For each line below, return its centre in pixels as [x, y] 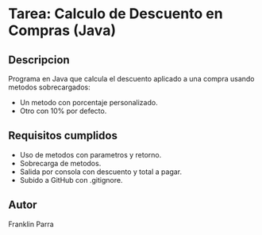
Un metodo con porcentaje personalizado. [89, 102]
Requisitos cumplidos [63, 136]
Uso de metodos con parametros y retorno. [91, 154]
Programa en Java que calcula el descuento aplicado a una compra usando [132, 79]
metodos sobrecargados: [49, 87]
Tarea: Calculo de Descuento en [116, 14]
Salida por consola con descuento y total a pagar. [101, 172]
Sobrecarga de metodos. [60, 163]
